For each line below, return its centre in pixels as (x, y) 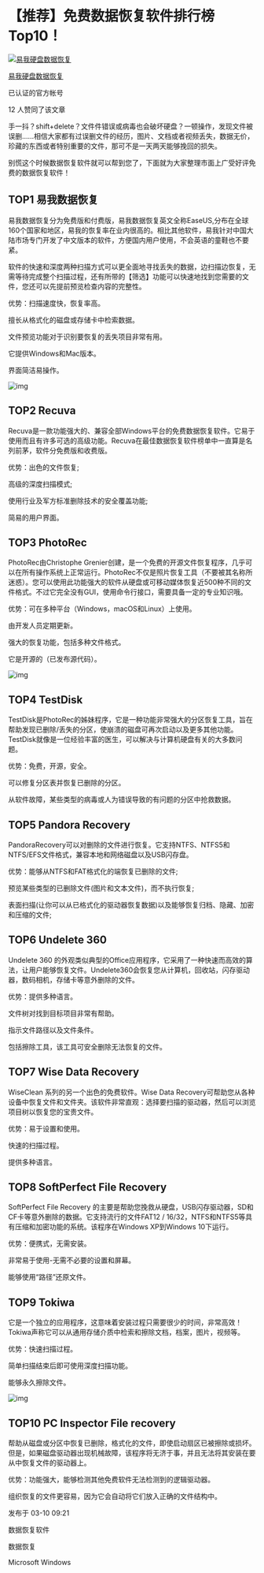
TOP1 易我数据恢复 (53, 200)
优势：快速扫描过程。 (42, 1349)
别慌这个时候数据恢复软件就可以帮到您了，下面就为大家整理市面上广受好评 (128, 162)
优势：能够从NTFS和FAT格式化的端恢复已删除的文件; (93, 871)
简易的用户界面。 (36, 517)
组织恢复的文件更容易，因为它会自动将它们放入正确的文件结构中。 (115, 1497)
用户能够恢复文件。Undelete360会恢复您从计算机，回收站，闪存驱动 (139, 970)
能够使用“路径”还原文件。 (49, 1277)
